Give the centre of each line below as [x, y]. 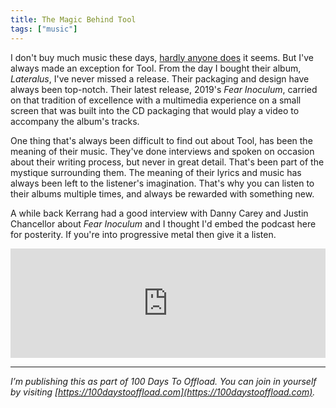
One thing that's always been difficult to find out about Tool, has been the [161, 140]
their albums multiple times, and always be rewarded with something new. [162, 193]
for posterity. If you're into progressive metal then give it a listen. [143, 234]
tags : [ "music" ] [44, 29]
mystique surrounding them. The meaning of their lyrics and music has [156, 172]
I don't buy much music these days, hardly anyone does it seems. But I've [162, 57]
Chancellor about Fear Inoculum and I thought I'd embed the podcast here [163, 223]
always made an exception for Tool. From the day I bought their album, [156, 68]
